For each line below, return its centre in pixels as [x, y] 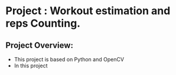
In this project [31, 66]
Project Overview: [39, 45]
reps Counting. [43, 23]
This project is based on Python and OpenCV [69, 59]
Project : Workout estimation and [88, 11]
